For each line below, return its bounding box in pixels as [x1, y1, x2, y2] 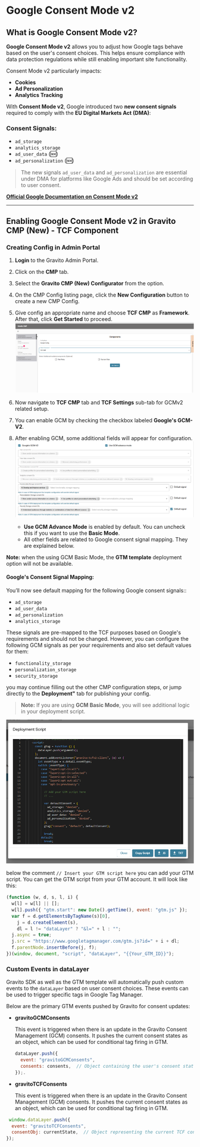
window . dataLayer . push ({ [8, 1117, 70, 1123]
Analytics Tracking [14, 92, 63, 98]
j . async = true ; [11, 932, 52, 938]
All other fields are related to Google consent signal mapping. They [23, 535, 188, 543]
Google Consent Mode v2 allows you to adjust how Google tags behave [6, 43, 183, 50]
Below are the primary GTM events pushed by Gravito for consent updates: [6, 1003, 190, 1010]
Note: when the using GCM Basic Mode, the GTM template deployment [6, 553, 182, 560]
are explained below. [23, 542, 74, 549]
